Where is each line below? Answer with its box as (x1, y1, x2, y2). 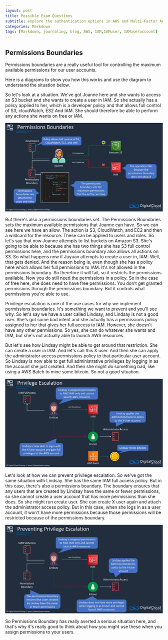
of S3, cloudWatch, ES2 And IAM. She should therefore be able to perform (5, 108, 158, 114)
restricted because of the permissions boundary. (5, 514, 106, 520)
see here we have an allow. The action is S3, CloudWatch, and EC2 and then (5, 227, 162, 233)
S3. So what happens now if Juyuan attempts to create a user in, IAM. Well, (5, 253, 160, 260)
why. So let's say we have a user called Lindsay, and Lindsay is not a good (5, 311, 158, 317)
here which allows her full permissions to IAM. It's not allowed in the (5, 264, 145, 270)
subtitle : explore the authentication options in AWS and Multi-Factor (5, 19, 157, 24)
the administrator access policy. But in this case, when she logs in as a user (5, 504, 161, 510)
